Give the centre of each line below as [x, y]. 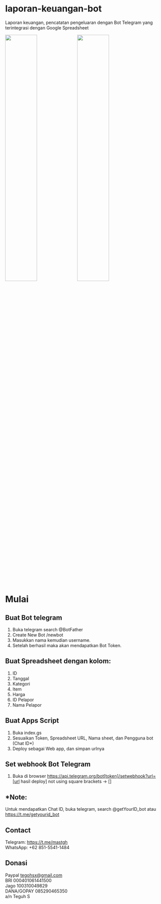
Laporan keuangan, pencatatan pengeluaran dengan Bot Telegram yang [79, 22]
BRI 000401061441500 [28, 880]
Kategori [21, 684]
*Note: [16, 797]
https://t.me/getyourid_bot [32, 814]
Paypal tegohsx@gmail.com [34, 875]
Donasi [16, 863]
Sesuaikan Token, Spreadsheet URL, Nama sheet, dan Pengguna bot [83, 738]
